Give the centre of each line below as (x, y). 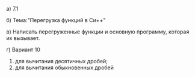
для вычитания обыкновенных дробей (64, 67)
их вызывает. (23, 38)
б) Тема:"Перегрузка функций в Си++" (56, 20)
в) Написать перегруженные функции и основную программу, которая (98, 32)
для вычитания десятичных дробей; (61, 61)
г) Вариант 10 (23, 50)
